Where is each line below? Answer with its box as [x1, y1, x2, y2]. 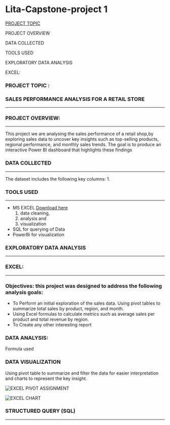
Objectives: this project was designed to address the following [5, 282, 162, 289]
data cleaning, [20, 210, 50, 216]
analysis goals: [5, 288, 44, 295]
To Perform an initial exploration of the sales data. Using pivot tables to [12, 300, 161, 306]
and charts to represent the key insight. [5, 375, 88, 381]
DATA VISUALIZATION [5, 358, 61, 365]
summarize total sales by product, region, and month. [12, 305, 124, 312]
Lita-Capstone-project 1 [5, 4, 108, 15]
